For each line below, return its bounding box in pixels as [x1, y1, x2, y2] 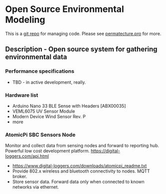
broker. [12, 174, 27, 180]
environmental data [5, 53, 67, 61]
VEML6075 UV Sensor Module [12, 108, 75, 114]
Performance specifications [5, 68, 75, 75]
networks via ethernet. [12, 184, 59, 190]
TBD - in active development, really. [12, 79, 86, 85]
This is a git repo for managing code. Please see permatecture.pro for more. [5, 30, 162, 36]
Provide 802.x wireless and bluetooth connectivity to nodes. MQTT [12, 168, 151, 174]
